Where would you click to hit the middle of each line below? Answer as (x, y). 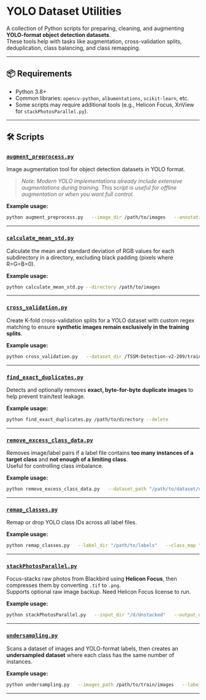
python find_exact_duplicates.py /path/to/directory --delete (87, 419)
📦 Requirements (39, 74)
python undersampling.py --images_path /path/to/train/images (90, 685)
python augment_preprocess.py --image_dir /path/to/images (86, 217)
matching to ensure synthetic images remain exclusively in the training (98, 327)
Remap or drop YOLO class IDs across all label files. (72, 523)
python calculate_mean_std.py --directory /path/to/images (83, 287)
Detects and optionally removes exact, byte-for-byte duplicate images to (100, 390)
